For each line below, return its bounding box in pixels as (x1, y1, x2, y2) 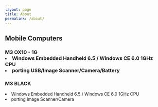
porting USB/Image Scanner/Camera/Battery (12, 67, 120, 73)
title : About (5, 12, 32, 17)
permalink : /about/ (5, 16, 45, 21)
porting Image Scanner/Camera (11, 96, 74, 102)
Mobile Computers (5, 34, 63, 42)
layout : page (5, 7, 32, 12)
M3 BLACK (5, 80, 32, 87)
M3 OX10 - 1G (5, 49, 38, 55)
